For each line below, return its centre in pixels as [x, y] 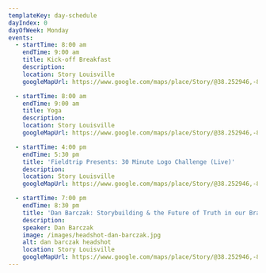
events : [21, 38]
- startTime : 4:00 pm [51, 147]
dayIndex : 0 [28, 23]
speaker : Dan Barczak [58, 227]
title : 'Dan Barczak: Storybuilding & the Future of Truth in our [134, 213]
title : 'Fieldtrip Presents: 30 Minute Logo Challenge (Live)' [129, 162]
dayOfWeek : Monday [38, 30]
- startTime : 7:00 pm [51, 199]
